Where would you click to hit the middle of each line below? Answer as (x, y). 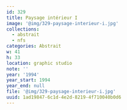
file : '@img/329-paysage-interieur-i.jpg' (61, 92)
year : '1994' (23, 75)
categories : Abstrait (34, 46)
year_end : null (26, 86)
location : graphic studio (39, 63)
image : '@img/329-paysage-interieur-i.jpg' (63, 23)
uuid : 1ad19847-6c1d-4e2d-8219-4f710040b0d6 (64, 97)
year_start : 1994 (28, 80)
